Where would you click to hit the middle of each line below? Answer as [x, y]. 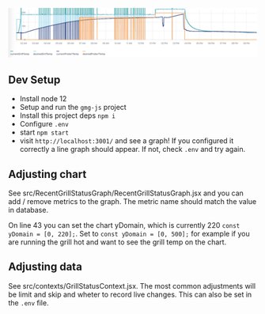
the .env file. [28, 303]
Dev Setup [34, 79]
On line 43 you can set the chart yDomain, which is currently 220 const [124, 225]
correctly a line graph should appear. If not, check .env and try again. [132, 149]
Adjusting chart [47, 174]
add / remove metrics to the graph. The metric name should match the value [132, 202]
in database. [28, 210]
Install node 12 [43, 99]
